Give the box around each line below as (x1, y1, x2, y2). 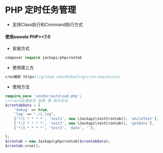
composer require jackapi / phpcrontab (5, 55, 82, 60)
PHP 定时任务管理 (5, 4, 76, 16)
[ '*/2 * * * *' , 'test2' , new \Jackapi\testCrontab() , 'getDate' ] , (14, 121, 154, 126)
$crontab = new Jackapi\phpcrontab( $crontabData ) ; (5, 139, 111, 144)
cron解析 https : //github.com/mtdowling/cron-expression (5, 74, 120, 80)
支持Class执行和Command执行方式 (12, 22, 83, 27)
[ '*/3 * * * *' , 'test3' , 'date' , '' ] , (14, 126, 95, 131)
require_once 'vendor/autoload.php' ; (5, 93, 82, 98)
